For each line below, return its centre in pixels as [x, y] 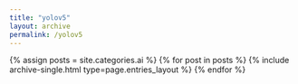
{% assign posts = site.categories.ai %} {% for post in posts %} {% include [149, 61]
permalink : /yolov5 [46, 34]
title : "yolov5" [40, 18]
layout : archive [40, 26]
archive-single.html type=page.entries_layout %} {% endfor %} [128, 70]
